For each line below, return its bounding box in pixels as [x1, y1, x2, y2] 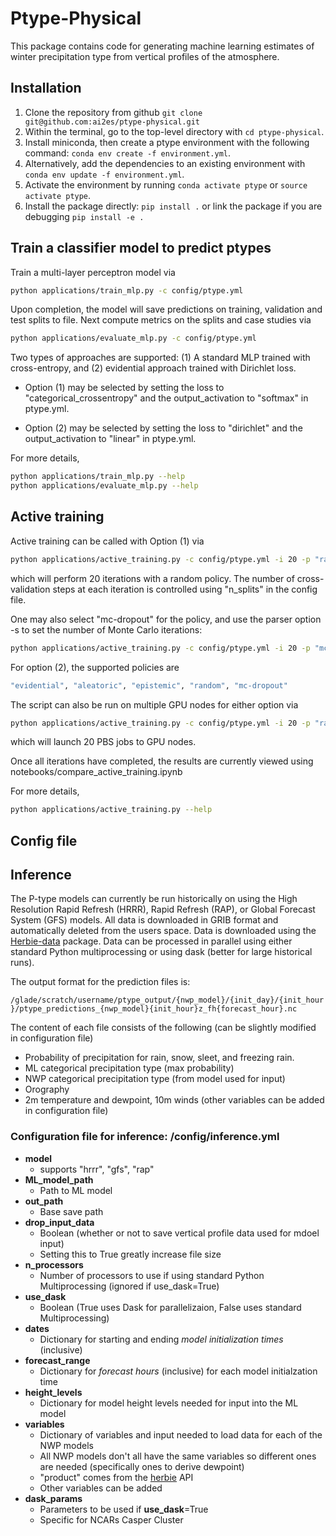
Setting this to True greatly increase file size [39, 1248, 222, 1260]
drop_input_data [24, 1216, 95, 1228]
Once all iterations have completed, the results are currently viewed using [10, 755, 314, 767]
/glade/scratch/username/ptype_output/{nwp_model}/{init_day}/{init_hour [10, 995, 325, 1006]
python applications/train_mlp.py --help [10, 472, 186, 482]
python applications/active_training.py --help [10, 805, 213, 815]
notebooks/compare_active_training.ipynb [10, 766, 183, 778]
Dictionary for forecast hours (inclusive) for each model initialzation [39, 1365, 318, 1377]
